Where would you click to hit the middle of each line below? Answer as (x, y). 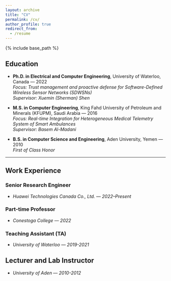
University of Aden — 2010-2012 (47, 273)
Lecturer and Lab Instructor (50, 260)
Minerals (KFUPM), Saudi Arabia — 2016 (55, 113)
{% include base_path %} (32, 48)
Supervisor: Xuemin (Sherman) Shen (51, 98)
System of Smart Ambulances (44, 124)
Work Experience (33, 171)
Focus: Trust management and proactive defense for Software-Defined (88, 87)
